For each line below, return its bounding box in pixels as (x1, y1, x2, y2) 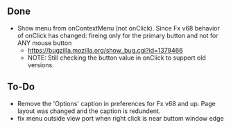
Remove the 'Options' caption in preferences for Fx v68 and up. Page (17, 99, 216, 108)
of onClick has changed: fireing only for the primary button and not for (17, 31, 219, 40)
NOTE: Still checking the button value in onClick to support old (27, 53, 206, 62)
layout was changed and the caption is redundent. (17, 107, 161, 115)
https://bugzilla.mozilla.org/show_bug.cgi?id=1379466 (27, 46, 183, 54)
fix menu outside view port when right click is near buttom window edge (17, 114, 224, 122)
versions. (27, 60, 54, 69)
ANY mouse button (17, 38, 72, 47)
